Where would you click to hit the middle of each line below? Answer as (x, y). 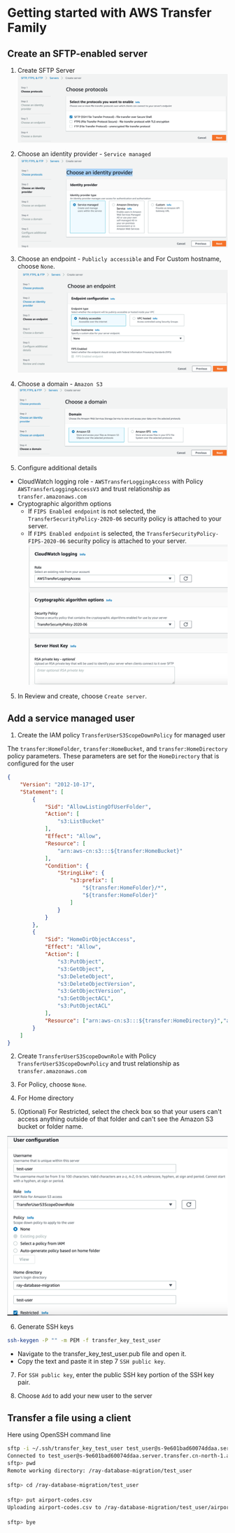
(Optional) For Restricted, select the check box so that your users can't (120, 1112)
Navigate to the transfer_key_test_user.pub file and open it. (102, 1354)
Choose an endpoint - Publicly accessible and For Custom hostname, (119, 259)
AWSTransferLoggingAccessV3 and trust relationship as (94, 488)
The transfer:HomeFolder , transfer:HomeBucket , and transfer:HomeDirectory (117, 749)
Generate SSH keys (45, 1327)
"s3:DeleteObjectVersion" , (97, 984)
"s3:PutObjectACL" (84, 1006)
